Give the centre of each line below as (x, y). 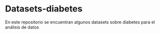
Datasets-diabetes (44, 9)
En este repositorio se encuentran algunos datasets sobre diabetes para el (80, 22)
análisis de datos (22, 27)
